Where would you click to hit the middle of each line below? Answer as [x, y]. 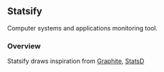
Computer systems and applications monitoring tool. [83, 28]
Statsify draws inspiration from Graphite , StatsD [76, 61]
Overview [24, 46]
